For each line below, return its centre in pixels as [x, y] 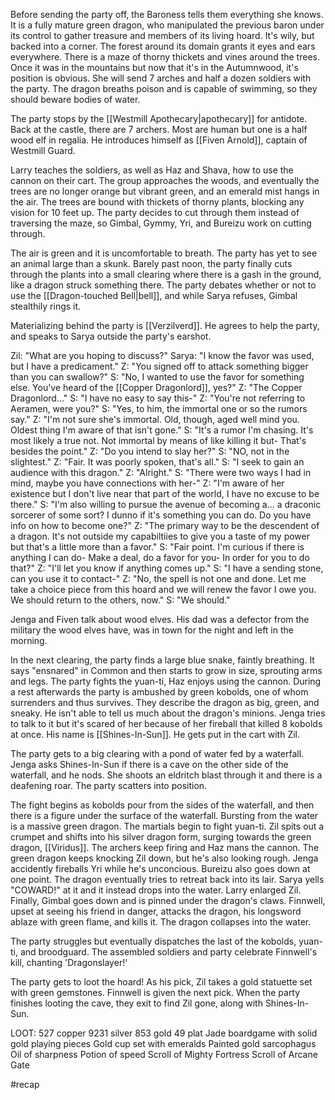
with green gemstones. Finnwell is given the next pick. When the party [155, 992]
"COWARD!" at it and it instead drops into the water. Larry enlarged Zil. [156, 890]
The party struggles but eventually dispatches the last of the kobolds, [153, 941]
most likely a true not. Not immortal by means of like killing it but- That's [158, 440]
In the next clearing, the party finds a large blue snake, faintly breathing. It [162, 660]
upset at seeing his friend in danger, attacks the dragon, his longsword [156, 911]
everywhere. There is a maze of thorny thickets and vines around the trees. [165, 57]
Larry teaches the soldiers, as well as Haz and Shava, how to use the [152, 170]
